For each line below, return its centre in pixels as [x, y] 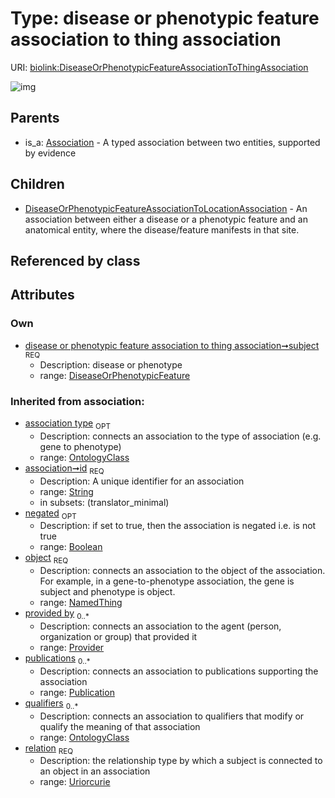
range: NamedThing [81, 603]
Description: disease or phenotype [111, 364]
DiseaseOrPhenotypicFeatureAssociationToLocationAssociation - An [166, 208]
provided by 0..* [57, 614]
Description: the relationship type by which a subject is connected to [181, 761]
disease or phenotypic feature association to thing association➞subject [172, 345]
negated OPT [50, 514]
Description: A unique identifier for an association [142, 481]
